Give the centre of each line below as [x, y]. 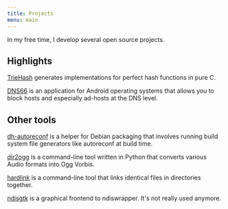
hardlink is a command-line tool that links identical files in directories [104, 178]
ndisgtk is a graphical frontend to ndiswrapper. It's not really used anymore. [114, 198]
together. [20, 185]
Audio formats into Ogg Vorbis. [51, 164]
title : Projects [30, 13]
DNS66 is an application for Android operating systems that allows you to [111, 91]
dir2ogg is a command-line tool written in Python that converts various [107, 157]
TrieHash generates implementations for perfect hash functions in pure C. [112, 78]
